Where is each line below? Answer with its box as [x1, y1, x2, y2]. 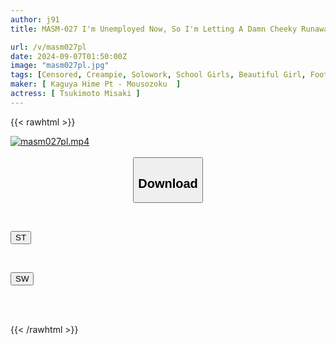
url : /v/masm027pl [10, 42, 87, 52]
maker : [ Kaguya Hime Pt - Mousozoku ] [10, 79, 182, 90]
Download [138, 176, 198, 191]
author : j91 [10, 14, 60, 25]
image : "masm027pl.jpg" [10, 61, 110, 71]
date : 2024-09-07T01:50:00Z [10, 51, 128, 61]
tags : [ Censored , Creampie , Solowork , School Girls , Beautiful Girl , [10, 70, 307, 80]
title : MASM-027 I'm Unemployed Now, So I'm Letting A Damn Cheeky [10, 24, 298, 34]
